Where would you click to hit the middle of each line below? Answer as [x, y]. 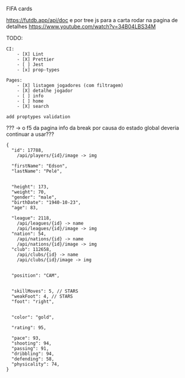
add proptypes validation [38, 117]
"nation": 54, [29, 234]
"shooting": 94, [32, 343]
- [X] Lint [30, 54]
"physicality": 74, [36, 364]
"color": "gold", [33, 317]
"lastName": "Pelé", [37, 171]
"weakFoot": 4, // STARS [42, 296]
